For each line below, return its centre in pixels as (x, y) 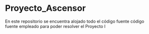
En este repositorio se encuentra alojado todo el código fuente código (74, 21)
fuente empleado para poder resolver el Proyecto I (55, 26)
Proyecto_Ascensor (45, 8)
